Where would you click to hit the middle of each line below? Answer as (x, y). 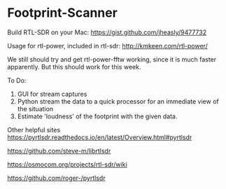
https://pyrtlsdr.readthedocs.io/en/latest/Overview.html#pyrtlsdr (100, 137)
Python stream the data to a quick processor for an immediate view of (118, 101)
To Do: (17, 80)
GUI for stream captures (52, 94)
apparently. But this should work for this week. (74, 66)
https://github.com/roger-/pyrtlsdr (57, 178)
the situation (35, 108)
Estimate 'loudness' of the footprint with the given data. (97, 116)
